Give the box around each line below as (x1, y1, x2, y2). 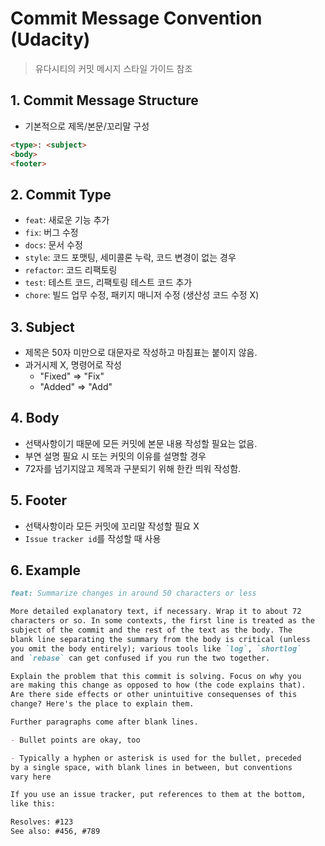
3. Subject (10, 318, 75, 336)
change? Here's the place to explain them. (10, 699, 195, 709)
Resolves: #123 (10, 817, 74, 827)
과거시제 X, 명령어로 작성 (24, 359, 122, 371)
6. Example (10, 562, 82, 579)
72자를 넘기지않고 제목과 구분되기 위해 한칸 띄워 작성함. (24, 462, 242, 474)
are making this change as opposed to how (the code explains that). (10, 680, 307, 691)
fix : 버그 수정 (24, 227, 79, 239)
